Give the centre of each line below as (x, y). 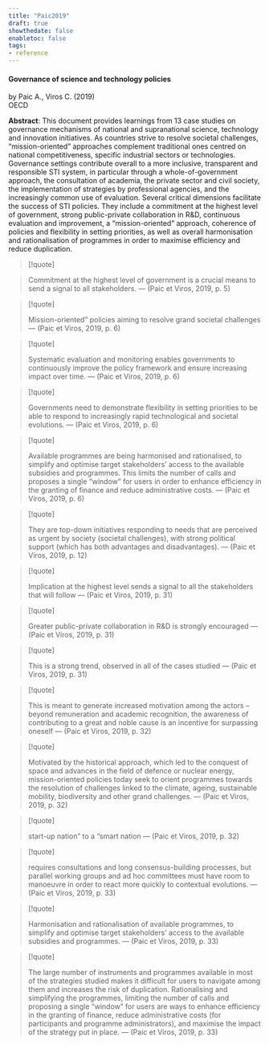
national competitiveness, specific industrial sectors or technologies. (122, 155)
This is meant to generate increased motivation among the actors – (139, 706)
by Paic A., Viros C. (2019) (51, 96)
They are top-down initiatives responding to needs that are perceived (143, 530)
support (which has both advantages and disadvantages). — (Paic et (141, 547)
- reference (28, 53)
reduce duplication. (41, 249)
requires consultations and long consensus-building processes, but (139, 867)
